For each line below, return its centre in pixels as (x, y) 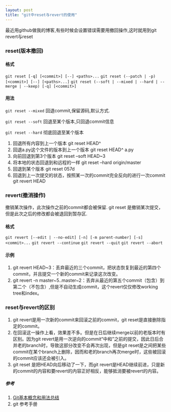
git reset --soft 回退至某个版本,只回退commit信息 (60, 121)
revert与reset (19, 36)
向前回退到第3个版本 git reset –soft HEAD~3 (59, 156)
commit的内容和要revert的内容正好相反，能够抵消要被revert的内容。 (89, 371)
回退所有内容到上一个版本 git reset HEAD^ (57, 143)
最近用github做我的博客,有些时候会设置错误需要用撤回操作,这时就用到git (81, 30)
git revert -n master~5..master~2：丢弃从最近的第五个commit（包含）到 (89, 280)
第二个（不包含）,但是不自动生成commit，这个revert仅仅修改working (85, 286)
